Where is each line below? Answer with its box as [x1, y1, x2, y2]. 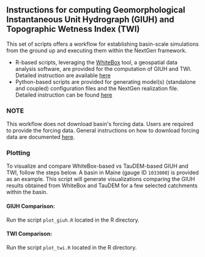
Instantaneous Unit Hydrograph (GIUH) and [6, 15, 174, 25]
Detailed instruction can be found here [15, 91, 113, 99]
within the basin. [6, 188, 48, 196]
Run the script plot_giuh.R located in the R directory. [6, 216, 140, 223]
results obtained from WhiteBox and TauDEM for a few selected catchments [6, 182, 198, 189]
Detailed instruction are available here [15, 72, 111, 79]
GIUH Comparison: [6, 203, 55, 210]
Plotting [6, 149, 31, 157]
